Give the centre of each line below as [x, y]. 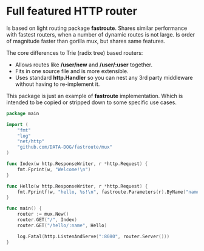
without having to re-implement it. [57, 84]
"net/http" [31, 141]
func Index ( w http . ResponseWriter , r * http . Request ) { [77, 164]
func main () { [24, 208]
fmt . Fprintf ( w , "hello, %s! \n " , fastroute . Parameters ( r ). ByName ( [102, 192]
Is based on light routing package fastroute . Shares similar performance [97, 28]
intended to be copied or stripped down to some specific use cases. [92, 102]
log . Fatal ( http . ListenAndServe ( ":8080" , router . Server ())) [93, 236]
